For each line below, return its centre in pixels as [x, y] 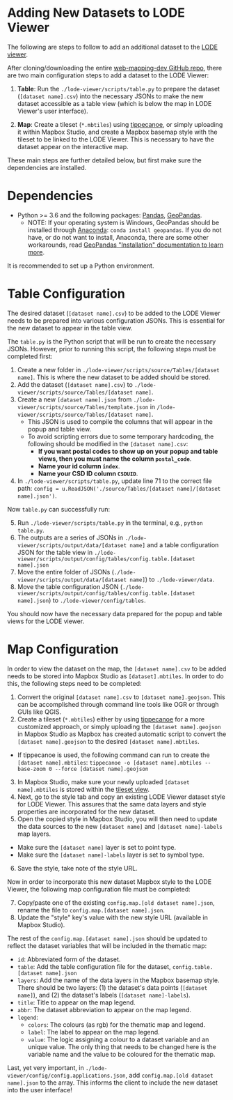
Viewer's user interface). [53, 111]
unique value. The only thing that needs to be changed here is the [122, 1046]
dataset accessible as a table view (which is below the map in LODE [114, 103]
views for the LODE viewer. [46, 621]
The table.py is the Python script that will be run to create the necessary [112, 341]
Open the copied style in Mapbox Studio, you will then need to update [117, 819]
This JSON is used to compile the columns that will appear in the [120, 421]
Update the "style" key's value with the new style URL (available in [113, 917]
